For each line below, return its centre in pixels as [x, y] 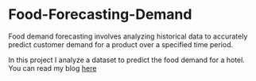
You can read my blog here [52, 68]
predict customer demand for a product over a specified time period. [121, 44]
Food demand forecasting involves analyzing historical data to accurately [128, 36]
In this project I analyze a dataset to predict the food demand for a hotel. [126, 60]
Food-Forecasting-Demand [100, 15]
